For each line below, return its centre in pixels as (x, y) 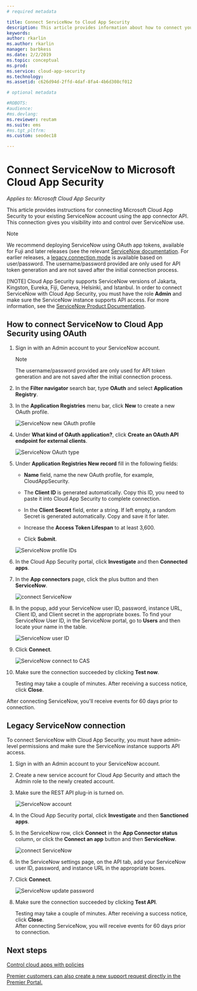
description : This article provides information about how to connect (94, 28)
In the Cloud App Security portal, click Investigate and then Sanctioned (102, 815)
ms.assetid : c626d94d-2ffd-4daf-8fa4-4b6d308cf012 (70, 82)
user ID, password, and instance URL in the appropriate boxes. (90, 868)
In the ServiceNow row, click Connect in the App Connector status (96, 833)
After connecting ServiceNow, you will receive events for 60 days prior (100, 925)
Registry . (27, 394)
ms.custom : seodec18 (32, 136)
